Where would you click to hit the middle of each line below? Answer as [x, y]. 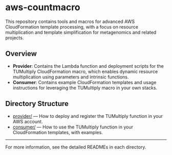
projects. [15, 38]
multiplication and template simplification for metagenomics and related [81, 32]
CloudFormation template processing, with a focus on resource [72, 27]
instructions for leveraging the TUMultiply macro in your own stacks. [85, 88]
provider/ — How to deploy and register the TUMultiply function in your [88, 116]
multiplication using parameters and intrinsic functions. [71, 77]
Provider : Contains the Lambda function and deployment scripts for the [88, 66]
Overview [21, 54]
